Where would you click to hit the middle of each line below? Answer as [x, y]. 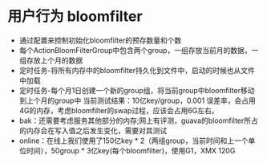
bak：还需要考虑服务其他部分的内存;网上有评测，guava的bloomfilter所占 [138, 120]
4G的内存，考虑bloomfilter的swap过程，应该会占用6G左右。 [119, 110]
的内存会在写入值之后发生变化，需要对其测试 [93, 130]
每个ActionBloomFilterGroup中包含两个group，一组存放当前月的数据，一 [139, 50]
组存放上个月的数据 [51, 60]
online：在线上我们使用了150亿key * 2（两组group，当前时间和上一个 [133, 141]
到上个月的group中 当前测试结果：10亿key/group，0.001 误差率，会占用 [137, 100]
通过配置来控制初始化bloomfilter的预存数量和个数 [100, 40]
